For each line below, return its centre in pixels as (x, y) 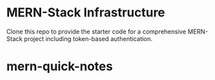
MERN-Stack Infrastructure (86, 13)
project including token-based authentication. (89, 38)
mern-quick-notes (60, 67)
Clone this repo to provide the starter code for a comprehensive (96, 31)
